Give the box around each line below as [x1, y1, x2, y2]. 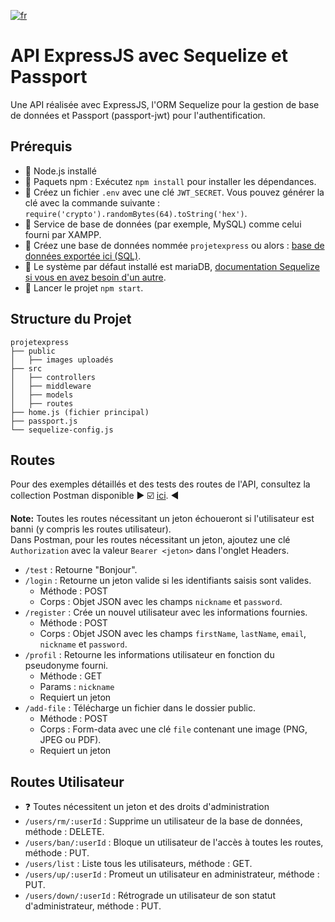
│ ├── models [10, 390, 74, 400]
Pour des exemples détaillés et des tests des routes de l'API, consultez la [10, 478, 311, 490]
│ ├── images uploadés [10, 355, 114, 365]
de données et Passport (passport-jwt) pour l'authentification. [10, 109, 266, 121]
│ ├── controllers [10, 372, 97, 382]
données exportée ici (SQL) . [24, 250, 142, 262]
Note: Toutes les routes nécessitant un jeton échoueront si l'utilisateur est [10, 513, 315, 525]
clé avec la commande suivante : [24, 196, 161, 209]
